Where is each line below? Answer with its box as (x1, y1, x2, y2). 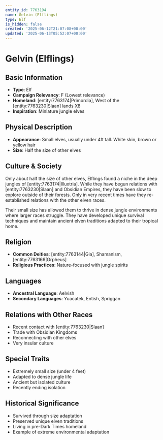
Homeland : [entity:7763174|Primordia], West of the (12, 98, 120, 103)
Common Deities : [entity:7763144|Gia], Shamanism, (12, 251, 122, 257)
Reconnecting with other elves (12, 335, 77, 341)
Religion (5, 238, 32, 246)
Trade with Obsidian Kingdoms (12, 329, 78, 335)
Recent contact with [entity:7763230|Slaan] (12, 324, 104, 330)
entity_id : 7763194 (5, 7, 47, 13)
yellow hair (12, 142, 36, 148)
